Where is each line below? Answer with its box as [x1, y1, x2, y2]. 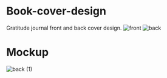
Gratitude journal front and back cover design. [6, 24, 122, 31]
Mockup [6, 45, 49, 59]
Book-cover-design [6, 4, 106, 18]
